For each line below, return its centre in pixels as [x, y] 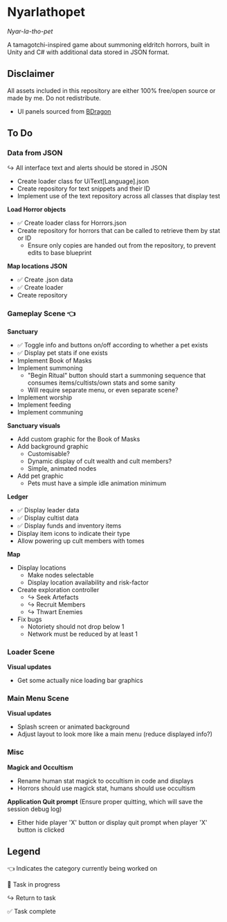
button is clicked [40, 830]
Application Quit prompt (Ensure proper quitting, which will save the [105, 801]
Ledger [18, 496]
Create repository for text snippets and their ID [84, 189]
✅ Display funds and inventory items [69, 525]
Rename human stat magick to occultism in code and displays [105, 781]
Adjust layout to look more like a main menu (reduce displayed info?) [115, 734]
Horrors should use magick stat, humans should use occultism [106, 788]
